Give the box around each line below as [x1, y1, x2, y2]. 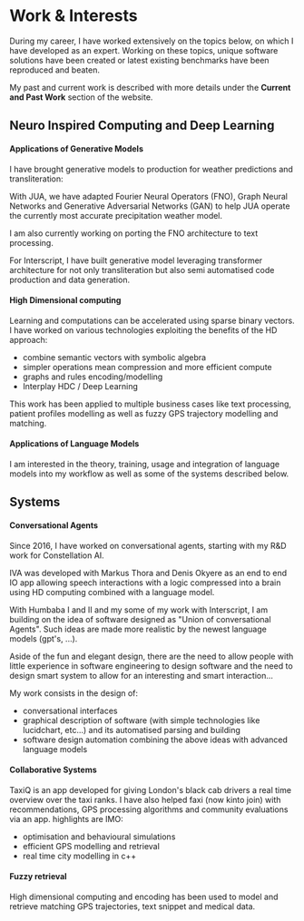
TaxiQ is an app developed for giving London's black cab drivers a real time [9, 784, 292, 795]
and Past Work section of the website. [9, 92, 153, 103]
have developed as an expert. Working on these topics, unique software [9, 44, 279, 55]
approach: [9, 334, 48, 345]
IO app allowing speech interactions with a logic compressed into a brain [9, 577, 281, 588]
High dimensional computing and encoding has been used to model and [9, 891, 279, 902]
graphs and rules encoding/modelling [22, 371, 163, 382]
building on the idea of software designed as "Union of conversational [9, 613, 271, 624]
